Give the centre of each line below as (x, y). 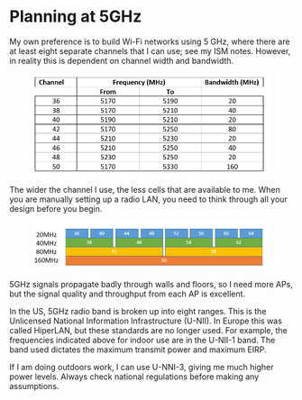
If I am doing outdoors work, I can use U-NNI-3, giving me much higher (142, 367)
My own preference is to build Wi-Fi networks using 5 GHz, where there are (150, 41)
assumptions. (34, 386)
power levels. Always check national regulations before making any (134, 377)
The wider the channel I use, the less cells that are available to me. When (145, 190)
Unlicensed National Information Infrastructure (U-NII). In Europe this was (146, 321)
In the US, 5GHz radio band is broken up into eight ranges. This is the (138, 311)
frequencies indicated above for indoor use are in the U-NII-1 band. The (142, 340)
